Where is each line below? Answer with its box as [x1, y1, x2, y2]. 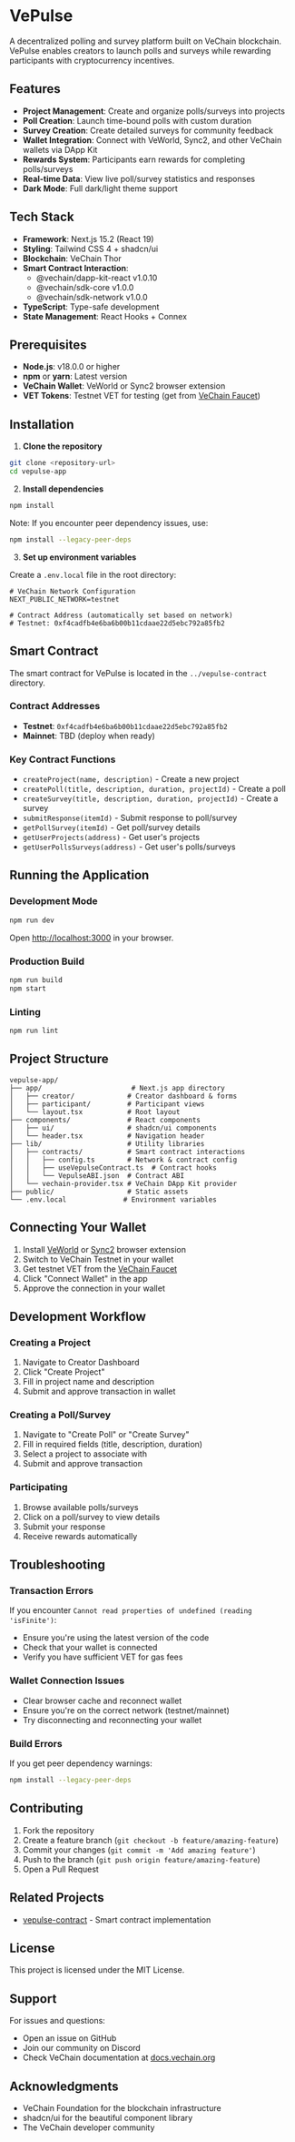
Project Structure [9, 1051, 109, 1067]
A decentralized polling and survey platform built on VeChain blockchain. [9, 36, 281, 46]
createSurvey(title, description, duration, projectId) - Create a [22, 793, 279, 804]
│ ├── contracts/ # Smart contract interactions [9, 1147, 246, 1156]
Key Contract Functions [9, 753, 116, 766]
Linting [9, 1005, 41, 1018]
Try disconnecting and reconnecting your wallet [22, 1714, 202, 1725]
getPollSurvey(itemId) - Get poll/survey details [22, 822, 202, 833]
